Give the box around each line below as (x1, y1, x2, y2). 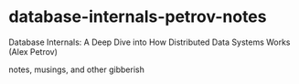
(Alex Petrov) (8, 46, 59, 57)
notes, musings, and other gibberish (8, 64, 145, 75)
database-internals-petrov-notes (8, 6, 267, 27)
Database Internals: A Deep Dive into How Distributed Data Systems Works (8, 37, 291, 47)
